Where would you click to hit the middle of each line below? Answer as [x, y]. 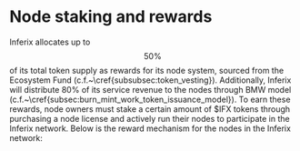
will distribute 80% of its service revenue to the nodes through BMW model [150, 89]
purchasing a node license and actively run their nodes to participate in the [150, 118]
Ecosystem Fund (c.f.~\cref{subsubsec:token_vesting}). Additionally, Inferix [150, 80]
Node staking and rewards [111, 17]
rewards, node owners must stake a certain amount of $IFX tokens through [150, 109]
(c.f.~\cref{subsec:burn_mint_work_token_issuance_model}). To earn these [150, 99]
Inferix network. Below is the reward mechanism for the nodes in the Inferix [150, 128]
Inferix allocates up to [50, 42]
